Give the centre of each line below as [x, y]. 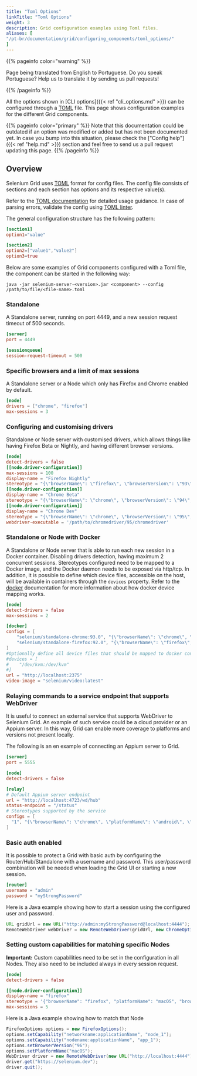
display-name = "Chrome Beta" [43, 495]
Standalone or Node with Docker [53, 537]
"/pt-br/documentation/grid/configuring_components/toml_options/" [90, 39]
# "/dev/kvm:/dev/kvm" [38, 664]
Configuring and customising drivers [60, 427]
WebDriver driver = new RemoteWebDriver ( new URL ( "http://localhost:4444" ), [101, 1057]
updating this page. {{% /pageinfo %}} [53, 150]
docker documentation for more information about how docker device [90, 587]
